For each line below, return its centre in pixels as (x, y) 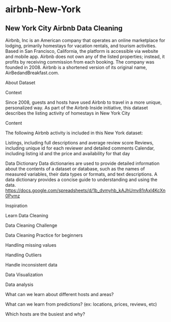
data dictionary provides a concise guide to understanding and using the (81, 180)
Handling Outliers (23, 255)
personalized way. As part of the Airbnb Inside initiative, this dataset (77, 108)
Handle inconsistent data (31, 265)
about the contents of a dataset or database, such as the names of (75, 169)
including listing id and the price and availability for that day (68, 153)
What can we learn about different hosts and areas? (60, 294)
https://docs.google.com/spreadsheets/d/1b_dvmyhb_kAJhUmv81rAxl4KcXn (85, 190)
